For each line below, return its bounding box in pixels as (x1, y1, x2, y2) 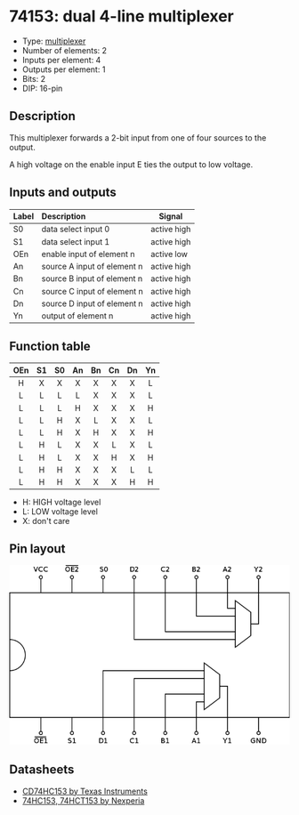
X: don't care (21, 515, 70, 526)
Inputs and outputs (9, 185, 117, 200)
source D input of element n (41, 298, 144, 309)
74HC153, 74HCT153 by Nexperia (21, 795, 145, 806)
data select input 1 (41, 236, 110, 246)
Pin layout (9, 541, 66, 557)
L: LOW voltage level (21, 505, 98, 517)
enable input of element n (41, 248, 135, 259)
